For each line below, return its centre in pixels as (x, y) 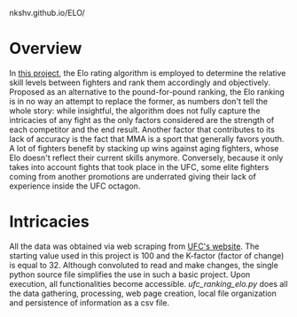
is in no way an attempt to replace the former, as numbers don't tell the (139, 101)
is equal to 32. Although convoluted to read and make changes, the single (144, 265)
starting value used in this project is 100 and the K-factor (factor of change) (147, 255)
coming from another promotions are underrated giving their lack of (133, 176)
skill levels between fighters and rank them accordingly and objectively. (140, 82)
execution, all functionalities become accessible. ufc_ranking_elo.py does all (148, 283)
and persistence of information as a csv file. (90, 302)
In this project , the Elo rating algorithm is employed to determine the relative (148, 73)
